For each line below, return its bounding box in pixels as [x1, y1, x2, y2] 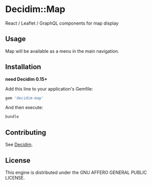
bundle [5, 114, 19, 119]
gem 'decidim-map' [5, 96, 44, 101]
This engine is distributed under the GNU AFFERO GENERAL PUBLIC [5, 169, 147, 175]
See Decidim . [5, 142, 33, 148]
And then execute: [5, 105, 43, 111]
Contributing [5, 128, 46, 137]
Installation [5, 63, 41, 71]
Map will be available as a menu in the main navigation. [5, 48, 119, 54]
